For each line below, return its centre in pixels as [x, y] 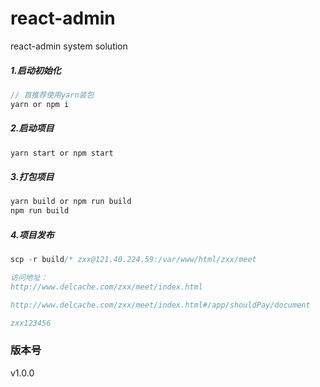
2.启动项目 [32, 128]
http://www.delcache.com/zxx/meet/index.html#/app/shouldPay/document [160, 305]
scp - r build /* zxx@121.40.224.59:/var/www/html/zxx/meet [133, 260]
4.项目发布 [32, 234]
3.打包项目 [32, 177]
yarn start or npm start [62, 153]
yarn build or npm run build [71, 202]
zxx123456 [31, 323]
